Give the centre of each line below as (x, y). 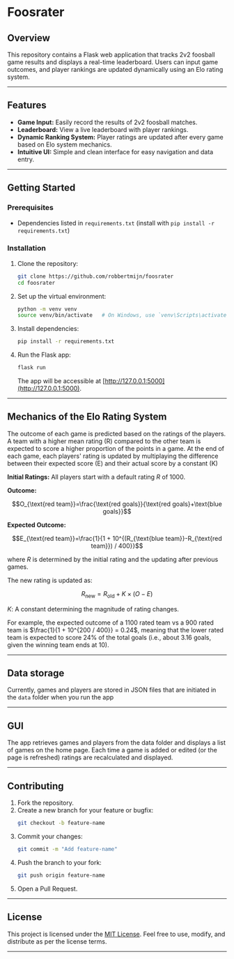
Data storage (36, 673)
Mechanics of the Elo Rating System (87, 417)
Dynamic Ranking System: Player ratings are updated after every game (120, 137)
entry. (26, 159)
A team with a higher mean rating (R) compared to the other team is (104, 441)
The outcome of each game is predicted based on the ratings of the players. (117, 433)
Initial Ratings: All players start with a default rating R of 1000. (96, 477)
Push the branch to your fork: (60, 862)
